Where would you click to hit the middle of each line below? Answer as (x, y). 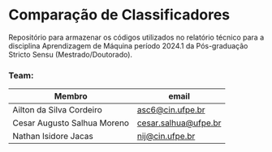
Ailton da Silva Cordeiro (58, 110)
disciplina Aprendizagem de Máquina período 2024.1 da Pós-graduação (128, 45)
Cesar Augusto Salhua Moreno (71, 123)
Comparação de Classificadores (119, 15)
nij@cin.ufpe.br (166, 137)
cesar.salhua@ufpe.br (179, 123)
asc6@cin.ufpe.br (171, 110)
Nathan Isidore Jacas (53, 137)
